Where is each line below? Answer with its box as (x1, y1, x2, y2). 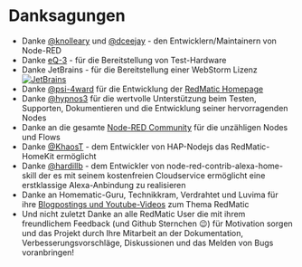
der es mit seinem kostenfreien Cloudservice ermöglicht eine (38, 169, 266, 181)
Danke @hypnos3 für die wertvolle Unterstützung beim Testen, (21, 92, 257, 104)
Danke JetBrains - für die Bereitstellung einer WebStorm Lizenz (21, 64, 259, 75)
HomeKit (21, 150, 55, 161)
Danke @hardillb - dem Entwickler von (21, 160, 165, 171)
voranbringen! (21, 246, 74, 258)
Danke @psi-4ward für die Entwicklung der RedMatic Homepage (21, 83, 264, 94)
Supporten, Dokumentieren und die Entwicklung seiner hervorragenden (21, 102, 288, 113)
